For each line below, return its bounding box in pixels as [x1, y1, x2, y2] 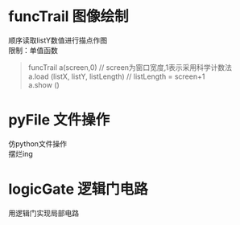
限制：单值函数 [8, 45, 58, 55]
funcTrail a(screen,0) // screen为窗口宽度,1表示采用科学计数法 [27, 62, 232, 72]
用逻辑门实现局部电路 [8, 208, 79, 218]
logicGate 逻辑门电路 [8, 180, 149, 198]
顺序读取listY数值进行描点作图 [8, 35, 108, 45]
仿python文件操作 [8, 138, 67, 149]
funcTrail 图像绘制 [8, 7, 129, 26]
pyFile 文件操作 [8, 111, 110, 129]
